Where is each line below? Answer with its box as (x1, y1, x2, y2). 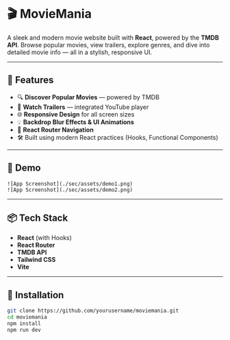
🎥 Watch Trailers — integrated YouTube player (16, 103, 149, 111)
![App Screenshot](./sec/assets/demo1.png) (7, 180, 133, 187)
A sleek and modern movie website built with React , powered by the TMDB (7, 33, 219, 42)
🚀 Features (7, 74, 54, 86)
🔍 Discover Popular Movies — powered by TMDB (16, 93, 159, 101)
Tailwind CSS (16, 256, 56, 264)
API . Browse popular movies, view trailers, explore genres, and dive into (7, 40, 210, 49)
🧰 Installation (7, 289, 64, 301)
